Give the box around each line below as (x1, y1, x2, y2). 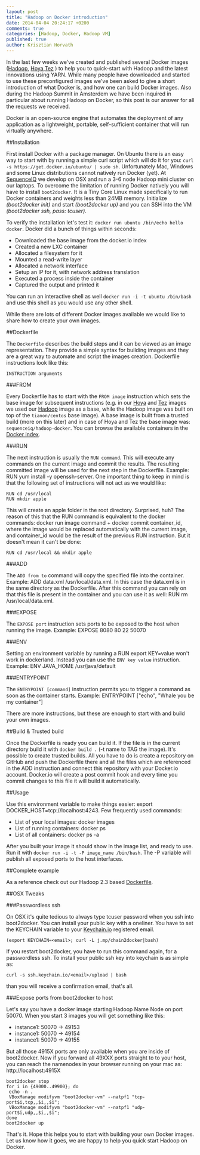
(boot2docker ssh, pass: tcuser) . (6, 207, 87, 214)
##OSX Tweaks (6, 890, 45, 897)
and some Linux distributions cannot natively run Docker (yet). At (6, 169, 166, 176)
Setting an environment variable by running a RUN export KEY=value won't (6, 649, 190, 657)
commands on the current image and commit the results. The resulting (6, 460, 180, 467)
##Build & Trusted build (6, 728, 64, 735)
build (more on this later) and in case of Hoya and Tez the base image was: (6, 418, 190, 425)
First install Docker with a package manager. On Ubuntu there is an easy (6, 150, 184, 157)
